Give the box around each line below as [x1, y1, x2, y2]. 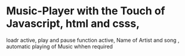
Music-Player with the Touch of [6, 4, 165, 18]
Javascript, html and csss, [6, 17, 140, 30]
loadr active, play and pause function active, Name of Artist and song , [6, 36, 180, 43]
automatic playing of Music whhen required [6, 43, 113, 50]
